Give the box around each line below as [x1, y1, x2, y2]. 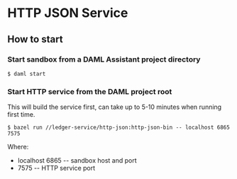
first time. [7, 110, 35, 119]
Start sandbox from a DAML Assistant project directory [7, 54, 201, 64]
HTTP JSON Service [7, 5, 128, 21]
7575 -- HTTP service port [17, 164, 96, 173]
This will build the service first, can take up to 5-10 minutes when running [7, 103, 222, 111]
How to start [7, 33, 63, 45]
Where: [7, 143, 29, 151]
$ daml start [7, 70, 46, 77]
